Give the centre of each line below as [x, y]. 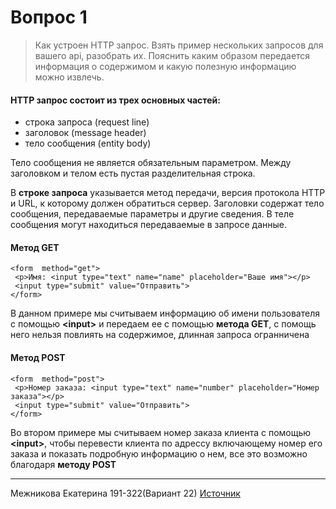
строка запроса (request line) [87, 122]
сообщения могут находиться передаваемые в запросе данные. [148, 225]
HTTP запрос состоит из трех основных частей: [115, 100]
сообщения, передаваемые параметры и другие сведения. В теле [152, 214]
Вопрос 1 [49, 17]
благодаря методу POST [63, 464]
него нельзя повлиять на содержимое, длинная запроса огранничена [160, 335]
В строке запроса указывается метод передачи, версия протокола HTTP [168, 193]
